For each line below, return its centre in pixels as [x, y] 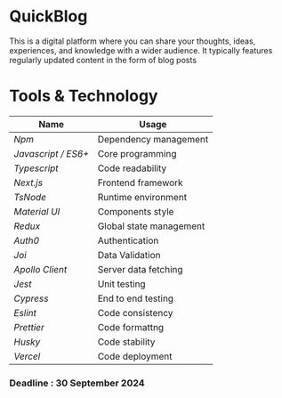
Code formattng [131, 327]
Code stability [126, 342]
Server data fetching [141, 269]
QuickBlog [48, 16]
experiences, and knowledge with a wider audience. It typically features [141, 50]
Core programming [137, 153]
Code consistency [135, 313]
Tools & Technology [84, 96]
